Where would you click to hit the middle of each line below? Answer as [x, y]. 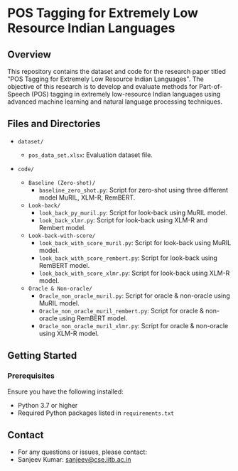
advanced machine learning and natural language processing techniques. [115, 102]
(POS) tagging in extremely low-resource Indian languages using [126, 94]
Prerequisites [31, 376]
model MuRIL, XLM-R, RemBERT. [87, 197]
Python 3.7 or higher [48, 405]
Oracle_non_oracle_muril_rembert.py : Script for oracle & [121, 310]
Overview [29, 54]
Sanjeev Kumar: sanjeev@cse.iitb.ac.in [74, 460]
